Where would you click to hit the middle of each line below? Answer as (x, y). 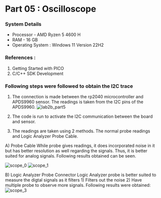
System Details (23, 24)
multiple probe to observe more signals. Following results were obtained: (78, 185)
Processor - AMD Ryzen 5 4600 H (46, 35)
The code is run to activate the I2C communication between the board (82, 117)
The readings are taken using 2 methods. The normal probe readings (81, 131)
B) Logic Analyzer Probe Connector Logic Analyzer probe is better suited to (81, 175)
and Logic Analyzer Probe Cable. (45, 136)
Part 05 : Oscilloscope (51, 9)
